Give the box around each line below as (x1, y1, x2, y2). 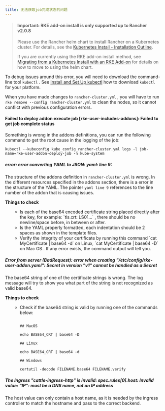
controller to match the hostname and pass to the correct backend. (5, 400, 141, 406)
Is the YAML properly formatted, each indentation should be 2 (19, 225, 145, 230)
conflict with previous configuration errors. (5, 104, 92, 110)
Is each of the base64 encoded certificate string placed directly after (19, 209, 160, 215)
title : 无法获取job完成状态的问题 (5, 7, 68, 12)
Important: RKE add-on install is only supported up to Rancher (17, 23, 147, 29)
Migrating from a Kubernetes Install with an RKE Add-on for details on (17, 59, 159, 65)
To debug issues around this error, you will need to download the (5, 74, 137, 80)
